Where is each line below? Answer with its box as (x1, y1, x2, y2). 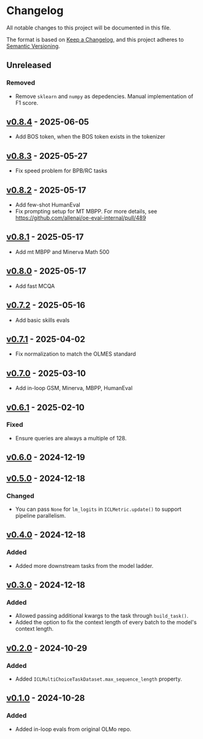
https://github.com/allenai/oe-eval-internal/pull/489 (15, 214, 146, 221)
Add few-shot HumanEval (15, 201, 81, 209)
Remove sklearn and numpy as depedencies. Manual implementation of (15, 93, 194, 100)
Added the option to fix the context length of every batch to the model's (15, 619, 197, 626)
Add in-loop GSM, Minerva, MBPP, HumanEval (15, 385, 133, 392)
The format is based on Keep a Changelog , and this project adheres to (6, 36, 184, 43)
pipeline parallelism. (15, 511, 66, 519)
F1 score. (15, 99, 39, 106)
